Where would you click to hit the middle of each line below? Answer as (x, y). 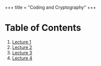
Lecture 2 (22, 47)
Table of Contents (43, 28)
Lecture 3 (22, 52)
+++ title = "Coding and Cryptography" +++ (50, 7)
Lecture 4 (22, 58)
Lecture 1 (21, 42)
